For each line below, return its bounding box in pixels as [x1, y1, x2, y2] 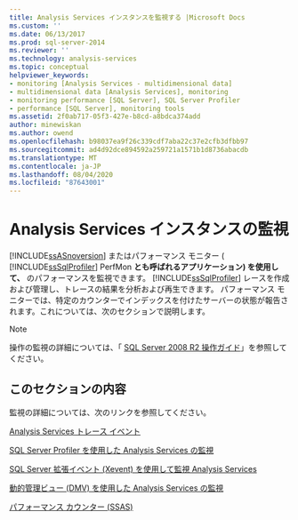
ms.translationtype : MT [9, 153, 98, 163]
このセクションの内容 [9, 381, 126, 396]
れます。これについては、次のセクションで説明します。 [9, 306, 211, 316]
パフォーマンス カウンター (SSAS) [9, 501, 133, 512]
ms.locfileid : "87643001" [9, 179, 105, 188]
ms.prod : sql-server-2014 [9, 37, 105, 47]
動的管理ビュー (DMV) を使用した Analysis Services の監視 [9, 482, 224, 493]
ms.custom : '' [9, 21, 62, 30]
